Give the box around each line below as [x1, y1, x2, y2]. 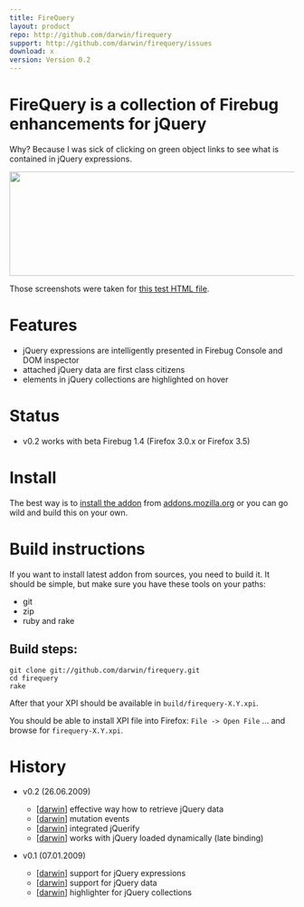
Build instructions [9, 539, 146, 559]
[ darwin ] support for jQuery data [35, 877, 157, 889]
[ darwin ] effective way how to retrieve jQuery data [35, 804, 224, 814]
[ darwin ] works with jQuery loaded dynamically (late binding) [35, 833, 264, 844]
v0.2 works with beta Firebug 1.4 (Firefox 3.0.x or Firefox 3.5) [22, 435, 251, 446]
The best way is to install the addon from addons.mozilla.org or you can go [9, 497, 289, 508]
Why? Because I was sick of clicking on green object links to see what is [9, 143, 279, 154]
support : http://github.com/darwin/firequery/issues [9, 38, 213, 48]
